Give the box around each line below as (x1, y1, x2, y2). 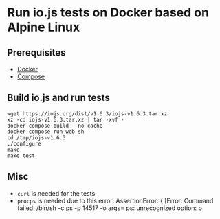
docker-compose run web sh (7, 128, 85, 135)
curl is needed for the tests (16, 189, 96, 197)
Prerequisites (7, 47, 66, 58)
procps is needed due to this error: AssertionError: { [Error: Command (16, 196, 214, 205)
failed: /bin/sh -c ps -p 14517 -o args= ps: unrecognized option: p (16, 204, 203, 212)
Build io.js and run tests (7, 92, 110, 104)
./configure (7, 140, 41, 147)
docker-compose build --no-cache (7, 122, 103, 129)
